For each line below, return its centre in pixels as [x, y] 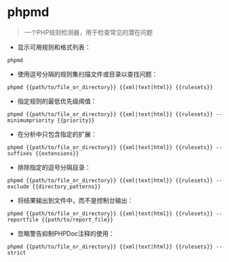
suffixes [20, 153]
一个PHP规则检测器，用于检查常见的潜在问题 [88, 32]
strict [17, 253]
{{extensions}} [57, 153]
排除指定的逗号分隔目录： [54, 167]
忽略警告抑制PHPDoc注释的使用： [66, 233]
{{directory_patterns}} [66, 186]
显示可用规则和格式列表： [54, 47]
